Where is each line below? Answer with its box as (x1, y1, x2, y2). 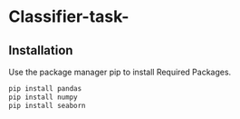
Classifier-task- (8, 6, 130, 27)
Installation (8, 43, 73, 58)
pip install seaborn (8, 101, 87, 110)
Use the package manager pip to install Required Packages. (8, 66, 232, 77)
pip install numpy (8, 93, 78, 102)
